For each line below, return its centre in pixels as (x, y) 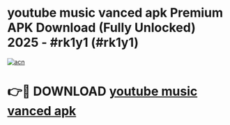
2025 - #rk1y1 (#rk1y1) (73, 43)
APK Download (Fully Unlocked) (102, 28)
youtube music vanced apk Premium (115, 13)
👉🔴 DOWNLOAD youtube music (102, 91)
